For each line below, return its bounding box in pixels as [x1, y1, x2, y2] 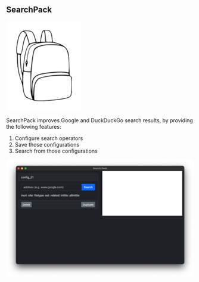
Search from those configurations [14, 147, 98, 154]
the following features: [6, 123, 61, 130]
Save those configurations [14, 141, 80, 148]
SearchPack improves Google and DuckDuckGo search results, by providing [6, 116, 194, 124]
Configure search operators [14, 134, 83, 142]
